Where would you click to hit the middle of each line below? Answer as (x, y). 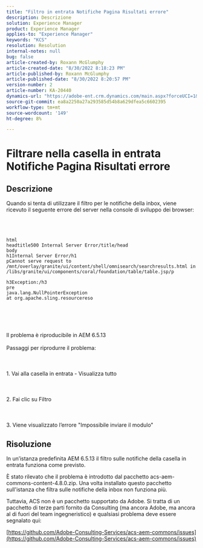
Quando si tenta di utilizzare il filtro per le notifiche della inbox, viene (92, 204)
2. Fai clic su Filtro (29, 399)
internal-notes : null (34, 51)
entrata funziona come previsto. (46, 465)
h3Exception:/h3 (27, 282)
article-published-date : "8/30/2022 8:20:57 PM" (69, 79)
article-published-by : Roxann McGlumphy (58, 74)
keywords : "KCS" (27, 40)
